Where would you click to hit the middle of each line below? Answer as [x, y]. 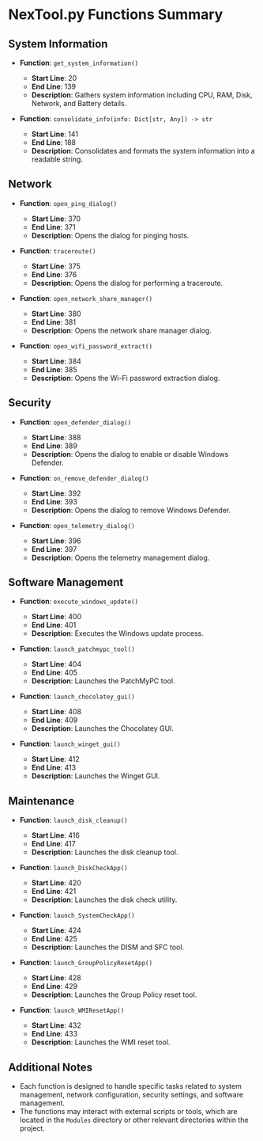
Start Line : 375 [56, 266]
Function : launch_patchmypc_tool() [77, 649]
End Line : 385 [54, 369]
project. [32, 1128]
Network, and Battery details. [79, 103]
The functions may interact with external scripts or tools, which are [129, 1112]
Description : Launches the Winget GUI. [96, 776]
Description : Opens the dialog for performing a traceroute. [127, 283]
